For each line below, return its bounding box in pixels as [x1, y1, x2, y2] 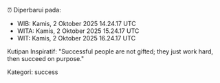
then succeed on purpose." [7, 55, 85, 62]
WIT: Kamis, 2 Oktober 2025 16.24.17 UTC [16, 34, 136, 42]
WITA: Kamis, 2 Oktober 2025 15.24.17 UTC [16, 27, 140, 35]
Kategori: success [7, 68, 58, 76]
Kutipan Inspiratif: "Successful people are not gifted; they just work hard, [7, 47, 214, 56]
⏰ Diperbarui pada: [7, 6, 62, 14]
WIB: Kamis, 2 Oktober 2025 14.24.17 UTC [16, 20, 136, 27]
